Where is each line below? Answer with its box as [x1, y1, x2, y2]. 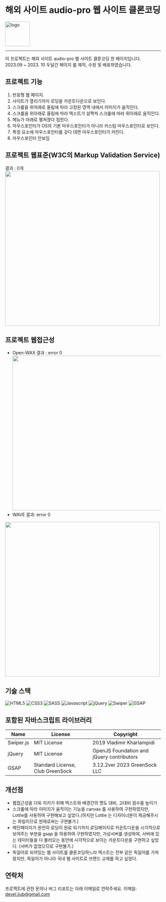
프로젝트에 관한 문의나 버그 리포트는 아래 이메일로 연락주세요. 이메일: [5, 885, 137, 892]
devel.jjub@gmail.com [5, 891, 50, 897]
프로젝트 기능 [5, 78, 43, 86]
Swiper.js [7, 739, 29, 746]
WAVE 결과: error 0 [12, 512, 51, 518]
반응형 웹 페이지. [12, 92, 44, 98]
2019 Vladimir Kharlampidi [92, 739, 155, 746]
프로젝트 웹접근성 [5, 335, 55, 344]
